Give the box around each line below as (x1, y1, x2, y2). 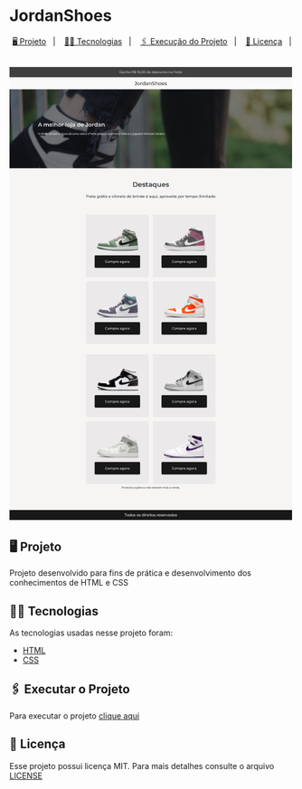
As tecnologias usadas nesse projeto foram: (9, 627, 174, 638)
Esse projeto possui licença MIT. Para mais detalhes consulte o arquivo (9, 760, 275, 771)
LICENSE (9, 770, 43, 781)
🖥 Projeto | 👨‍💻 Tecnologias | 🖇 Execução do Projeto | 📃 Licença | (12, 35, 292, 46)
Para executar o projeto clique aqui (9, 710, 140, 721)
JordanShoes (9, 5, 112, 26)
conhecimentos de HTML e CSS (9, 578, 129, 588)
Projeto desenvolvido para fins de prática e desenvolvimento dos (9, 568, 251, 578)
